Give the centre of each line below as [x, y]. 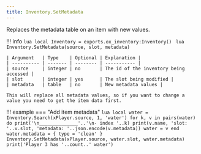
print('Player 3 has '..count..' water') [60, 144]
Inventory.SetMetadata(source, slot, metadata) [68, 47]
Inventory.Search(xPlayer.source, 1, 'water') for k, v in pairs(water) [101, 118]
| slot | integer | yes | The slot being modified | [90, 79]
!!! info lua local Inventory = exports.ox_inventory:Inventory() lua [95, 41]
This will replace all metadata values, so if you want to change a [96, 95]
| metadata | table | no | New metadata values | [85, 84]
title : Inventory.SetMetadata [45, 12]
